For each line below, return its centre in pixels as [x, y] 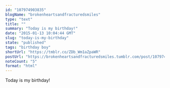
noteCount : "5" [21, 61]
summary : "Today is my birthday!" [42, 29]
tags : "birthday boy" [28, 47]
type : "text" [19, 19]
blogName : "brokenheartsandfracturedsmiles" [53, 15]
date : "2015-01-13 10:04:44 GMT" [40, 33]
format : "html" [21, 66]
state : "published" [26, 43]
